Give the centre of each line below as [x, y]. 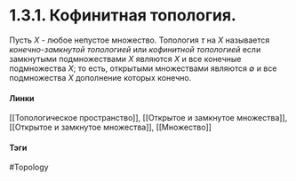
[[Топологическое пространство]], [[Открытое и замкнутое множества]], [148, 118]
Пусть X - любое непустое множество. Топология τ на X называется [140, 40]
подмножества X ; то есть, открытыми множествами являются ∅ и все [143, 68]
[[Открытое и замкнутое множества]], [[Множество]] [110, 127]
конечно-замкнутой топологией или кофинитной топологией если [135, 49]
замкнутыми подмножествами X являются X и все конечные [125, 59]
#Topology [29, 167]
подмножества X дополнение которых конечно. [100, 77]
